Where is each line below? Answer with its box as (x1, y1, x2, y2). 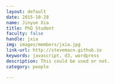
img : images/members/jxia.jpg (6, 42, 81, 48)
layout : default (6, 8, 46, 15)
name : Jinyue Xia (6, 20, 49, 25)
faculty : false (6, 31, 44, 37)
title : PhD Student (6, 25, 55, 31)
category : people (6, 63, 49, 70)
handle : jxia (6, 36, 39, 42)
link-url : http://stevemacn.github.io (6, 47, 102, 53)
